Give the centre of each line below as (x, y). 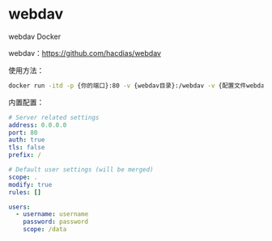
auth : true (27, 140)
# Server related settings (54, 117)
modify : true (30, 184)
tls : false (27, 148)
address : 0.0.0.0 (38, 125)
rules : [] (25, 192)
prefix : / (25, 155)
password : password (56, 222)
